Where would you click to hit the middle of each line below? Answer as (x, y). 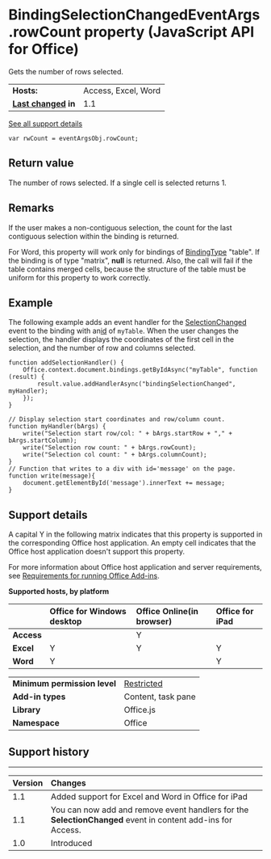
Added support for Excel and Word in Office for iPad (149, 796)
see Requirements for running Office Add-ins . (84, 576)
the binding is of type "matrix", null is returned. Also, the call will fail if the (130, 260)
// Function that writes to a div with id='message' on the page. (122, 469)
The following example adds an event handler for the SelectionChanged (128, 322)
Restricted (143, 684)
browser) (154, 621)
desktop (66, 621)
